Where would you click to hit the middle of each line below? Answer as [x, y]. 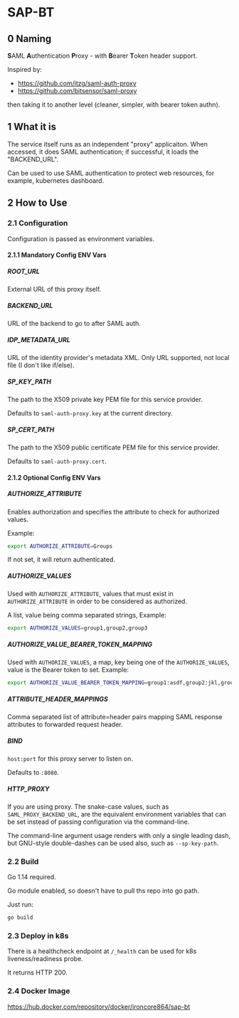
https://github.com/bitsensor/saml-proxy [77, 91]
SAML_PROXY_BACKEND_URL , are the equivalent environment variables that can [117, 814]
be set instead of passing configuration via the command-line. [99, 822]
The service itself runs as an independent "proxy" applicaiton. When [107, 144]
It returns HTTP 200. [37, 972]
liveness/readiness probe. [45, 959]
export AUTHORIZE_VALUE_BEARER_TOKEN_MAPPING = [78, 683]
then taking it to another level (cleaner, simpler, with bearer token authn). [114, 105]
